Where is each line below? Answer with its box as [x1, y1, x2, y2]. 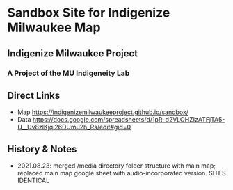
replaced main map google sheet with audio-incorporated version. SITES [17, 169, 226, 177]
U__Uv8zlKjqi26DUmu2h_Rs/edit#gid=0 [17, 123, 131, 132]
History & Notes [7, 143, 77, 155]
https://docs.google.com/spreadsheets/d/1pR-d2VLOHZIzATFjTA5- [32, 116, 225, 124]
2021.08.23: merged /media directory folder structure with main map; [17, 161, 216, 170]
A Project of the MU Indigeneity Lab [7, 68, 130, 78]
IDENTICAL [17, 176, 50, 185]
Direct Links [7, 89, 61, 102]
